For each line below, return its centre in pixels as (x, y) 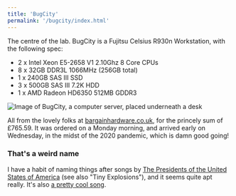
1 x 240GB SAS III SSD (50, 77)
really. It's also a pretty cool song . (57, 184)
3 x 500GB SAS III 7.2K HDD (58, 85)
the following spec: (35, 48)
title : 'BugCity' (33, 14)
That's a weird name (43, 154)
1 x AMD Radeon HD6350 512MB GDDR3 (77, 93)
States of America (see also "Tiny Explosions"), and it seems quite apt (110, 177)
